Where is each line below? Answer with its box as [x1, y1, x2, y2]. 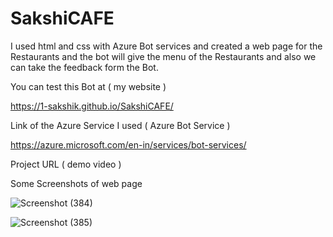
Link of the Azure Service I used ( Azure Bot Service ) [10, 119, 231, 131]
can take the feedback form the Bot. [10, 61, 159, 73]
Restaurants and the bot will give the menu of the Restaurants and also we [10, 50, 317, 62]
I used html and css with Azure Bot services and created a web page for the [10, 40, 323, 52]
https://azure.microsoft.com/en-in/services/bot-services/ [10, 138, 247, 151]
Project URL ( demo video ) [10, 158, 122, 170]
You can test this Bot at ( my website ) [10, 80, 167, 92]
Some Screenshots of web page [10, 177, 143, 189]
